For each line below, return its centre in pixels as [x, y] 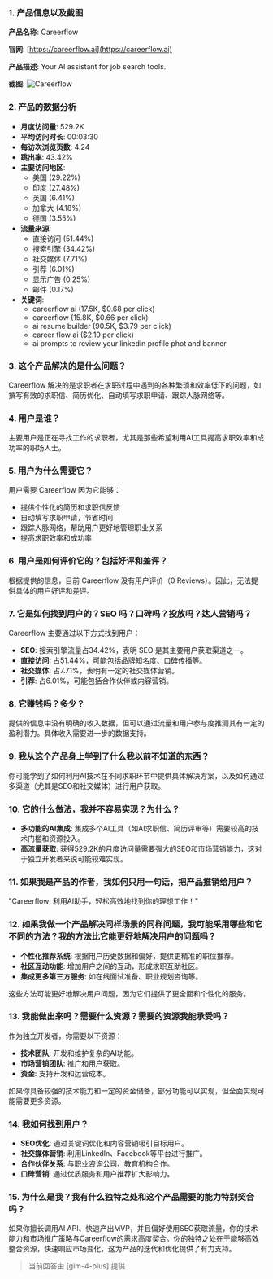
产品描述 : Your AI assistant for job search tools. [87, 67]
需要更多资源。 [40, 1101]
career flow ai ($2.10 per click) [83, 335]
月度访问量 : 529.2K [52, 126]
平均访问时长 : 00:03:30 [59, 137]
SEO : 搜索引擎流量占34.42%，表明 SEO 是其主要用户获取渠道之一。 [134, 650]
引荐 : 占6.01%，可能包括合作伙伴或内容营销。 [96, 681]
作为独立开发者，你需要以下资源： [65, 1036]
